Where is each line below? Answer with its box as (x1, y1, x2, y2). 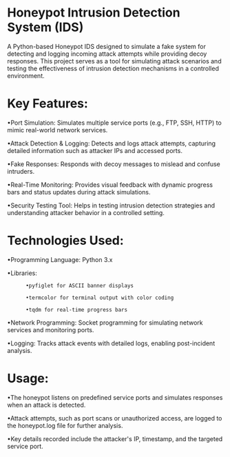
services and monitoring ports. (7, 325, 94, 334)
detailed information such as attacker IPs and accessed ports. (7, 146, 182, 154)
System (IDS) (7, 19, 84, 35)
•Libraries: (7, 269, 38, 277)
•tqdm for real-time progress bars (25, 306, 128, 313)
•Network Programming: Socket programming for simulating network (7, 318, 203, 327)
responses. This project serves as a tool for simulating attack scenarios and (7, 57, 222, 65)
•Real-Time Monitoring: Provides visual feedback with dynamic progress (7, 181, 213, 189)
